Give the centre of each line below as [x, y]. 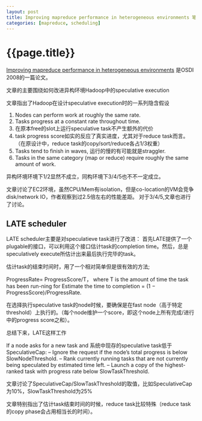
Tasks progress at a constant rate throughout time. [78, 121]
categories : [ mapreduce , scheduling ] [54, 23]
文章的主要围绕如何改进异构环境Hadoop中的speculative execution [88, 90]
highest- [175, 365]
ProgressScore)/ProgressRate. [44, 292]
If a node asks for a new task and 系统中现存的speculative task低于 [89, 345]
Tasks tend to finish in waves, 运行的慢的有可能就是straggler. [90, 151]
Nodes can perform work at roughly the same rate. [78, 115]
